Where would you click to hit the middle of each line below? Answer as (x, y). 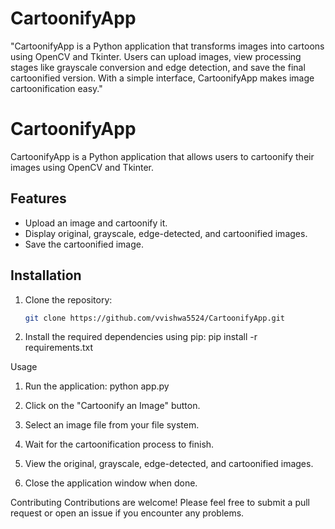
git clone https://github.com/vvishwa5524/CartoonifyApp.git (155, 318)
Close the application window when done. (111, 483)
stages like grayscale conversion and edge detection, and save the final (158, 67)
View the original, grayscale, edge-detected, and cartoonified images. (169, 464)
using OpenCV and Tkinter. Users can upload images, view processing (156, 56)
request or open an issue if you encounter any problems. (127, 513)
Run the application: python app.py (97, 386)
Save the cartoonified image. (84, 244)
